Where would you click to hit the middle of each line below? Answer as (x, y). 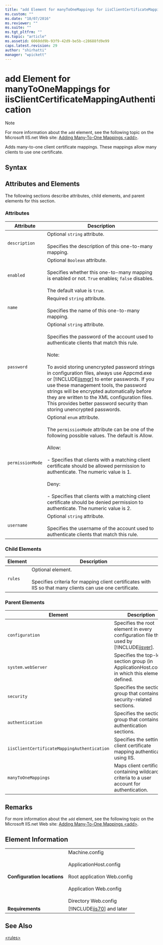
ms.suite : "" (18, 28)
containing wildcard (136, 772)
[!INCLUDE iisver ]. (134, 647)
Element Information (37, 839)
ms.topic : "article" (26, 37)
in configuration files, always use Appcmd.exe (99, 373)
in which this (128, 674)
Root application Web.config (100, 877)
